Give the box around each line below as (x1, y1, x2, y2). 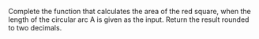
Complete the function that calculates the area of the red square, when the (8, 7, 251, 16)
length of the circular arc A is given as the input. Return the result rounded (8, 15, 250, 24)
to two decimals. (8, 23, 62, 32)
